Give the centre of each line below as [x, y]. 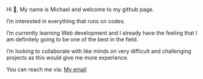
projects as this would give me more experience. [68, 57]
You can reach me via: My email [46, 69]
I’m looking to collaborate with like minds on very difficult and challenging [99, 51]
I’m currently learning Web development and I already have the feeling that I [102, 33]
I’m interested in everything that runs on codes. [66, 21]
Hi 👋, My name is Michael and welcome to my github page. [80, 9]
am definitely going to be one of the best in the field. [72, 39]
